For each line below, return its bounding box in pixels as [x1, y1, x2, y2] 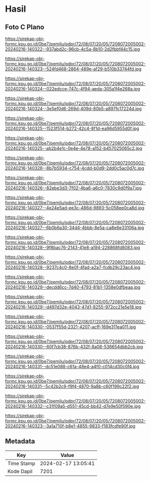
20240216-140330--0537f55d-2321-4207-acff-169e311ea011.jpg [5, 324, 136, 330]
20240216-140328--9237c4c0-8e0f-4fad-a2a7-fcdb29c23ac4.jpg [5, 265, 141, 270]
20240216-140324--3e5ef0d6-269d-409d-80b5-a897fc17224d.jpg [5, 106, 142, 111]
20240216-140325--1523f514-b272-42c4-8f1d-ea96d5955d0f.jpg [5, 125, 139, 131]
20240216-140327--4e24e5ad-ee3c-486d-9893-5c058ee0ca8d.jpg [5, 205, 145, 210]
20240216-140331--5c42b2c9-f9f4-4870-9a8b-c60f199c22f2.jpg [5, 383, 139, 389]
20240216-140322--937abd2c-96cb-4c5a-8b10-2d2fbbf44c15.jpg [5, 46, 140, 52]
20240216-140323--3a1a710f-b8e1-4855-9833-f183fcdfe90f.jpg [5, 423, 136, 429]
